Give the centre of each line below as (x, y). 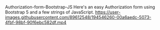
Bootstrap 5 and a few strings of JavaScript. (50, 12)
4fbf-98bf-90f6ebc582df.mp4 (36, 22)
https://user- (108, 12)
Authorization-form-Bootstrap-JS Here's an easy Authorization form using (80, 7)
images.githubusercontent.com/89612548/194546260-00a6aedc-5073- (78, 17)
